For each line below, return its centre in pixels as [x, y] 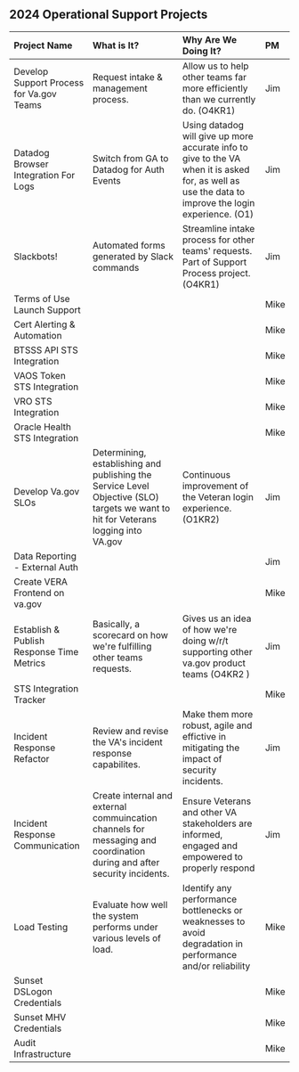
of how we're [210, 629]
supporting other [217, 651]
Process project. [216, 273]
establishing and [127, 463]
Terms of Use [42, 299]
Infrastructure [42, 1053]
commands [116, 267]
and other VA [210, 812]
